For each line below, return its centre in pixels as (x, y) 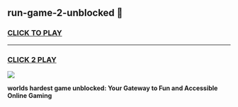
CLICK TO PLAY (35, 33)
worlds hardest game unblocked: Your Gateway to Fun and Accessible (113, 88)
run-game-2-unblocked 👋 (65, 13)
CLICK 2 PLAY (32, 59)
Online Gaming (30, 95)
